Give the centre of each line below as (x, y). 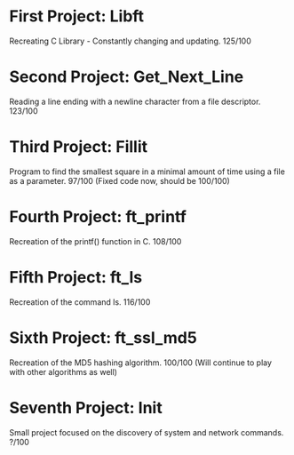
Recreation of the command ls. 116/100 (80, 302)
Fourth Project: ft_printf (98, 217)
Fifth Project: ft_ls (76, 277)
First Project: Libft (77, 16)
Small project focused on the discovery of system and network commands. (147, 432)
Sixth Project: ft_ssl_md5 (103, 337)
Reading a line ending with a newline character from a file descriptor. (135, 101)
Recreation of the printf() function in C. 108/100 (95, 241)
